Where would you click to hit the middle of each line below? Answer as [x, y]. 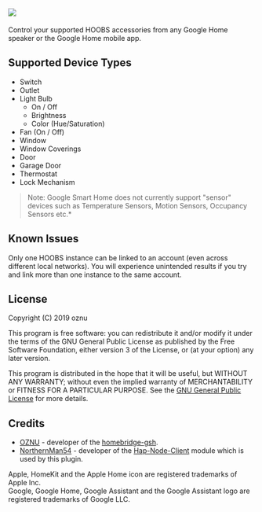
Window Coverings [50, 149]
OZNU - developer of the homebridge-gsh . [89, 442]
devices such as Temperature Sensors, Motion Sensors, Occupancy [137, 205]
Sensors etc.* [49, 214]
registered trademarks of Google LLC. [69, 499]
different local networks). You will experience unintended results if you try [127, 266]
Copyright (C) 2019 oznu [48, 318]
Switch [31, 82]
